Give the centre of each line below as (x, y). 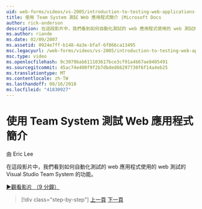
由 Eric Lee (20, 154)
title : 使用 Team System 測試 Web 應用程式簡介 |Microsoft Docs (84, 17)
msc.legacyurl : (25, 51)
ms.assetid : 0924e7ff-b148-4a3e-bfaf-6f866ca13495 (71, 46)
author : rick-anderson (35, 23)
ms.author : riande (29, 34)
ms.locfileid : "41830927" (38, 90)
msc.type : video (26, 56)
